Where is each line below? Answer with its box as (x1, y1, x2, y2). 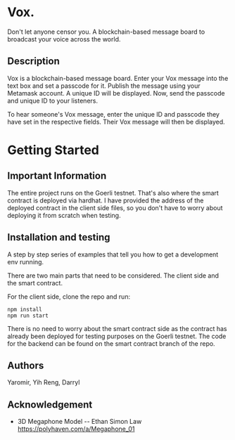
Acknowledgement (7, 399, 93, 410)
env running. (7, 257, 44, 266)
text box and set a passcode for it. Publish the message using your (7, 82, 201, 90)
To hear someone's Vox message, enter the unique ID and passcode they (7, 110, 220, 118)
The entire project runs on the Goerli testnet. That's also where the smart (7, 188, 220, 197)
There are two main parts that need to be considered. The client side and (7, 271, 220, 280)
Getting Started (7, 142, 100, 158)
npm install (7, 306, 42, 313)
